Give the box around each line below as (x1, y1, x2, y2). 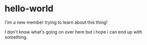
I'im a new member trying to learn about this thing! (4, 19, 108, 25)
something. (4, 34, 28, 40)
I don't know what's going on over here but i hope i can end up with (4, 29, 143, 35)
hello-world (4, 3, 54, 14)
